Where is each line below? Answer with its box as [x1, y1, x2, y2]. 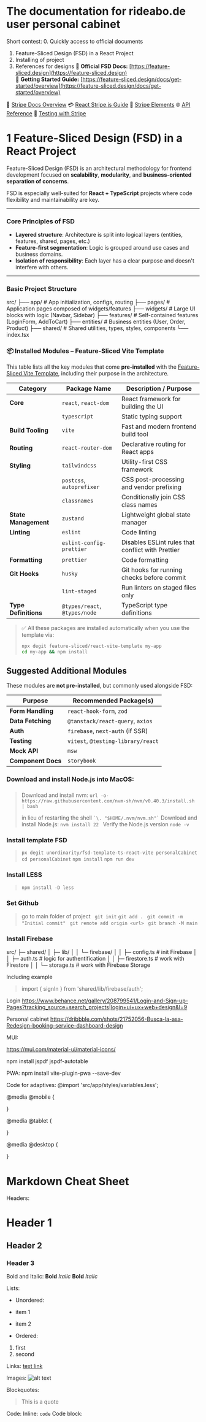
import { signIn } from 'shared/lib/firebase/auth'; [21, 985, 143, 993]
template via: [21, 631, 55, 639]
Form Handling [9, 707, 54, 715]
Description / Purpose [126, 384, 192, 393]
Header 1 [6, 1216, 52, 1230]
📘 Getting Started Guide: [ [15, 75, 83, 83]
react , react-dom [61, 398, 109, 407]
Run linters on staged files [121, 583, 196, 591]
